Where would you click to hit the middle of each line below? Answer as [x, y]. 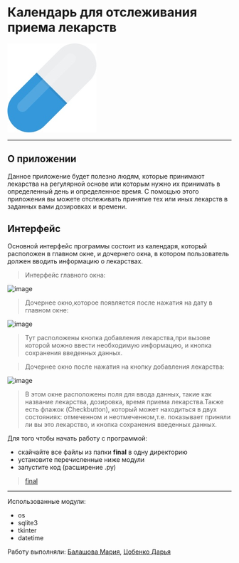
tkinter [27, 530]
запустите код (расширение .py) [67, 467]
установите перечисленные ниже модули [81, 459]
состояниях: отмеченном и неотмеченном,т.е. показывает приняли [128, 416]
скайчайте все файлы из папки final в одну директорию [102, 452]
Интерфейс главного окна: [65, 275]
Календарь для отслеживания [102, 12]
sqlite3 [27, 522]
